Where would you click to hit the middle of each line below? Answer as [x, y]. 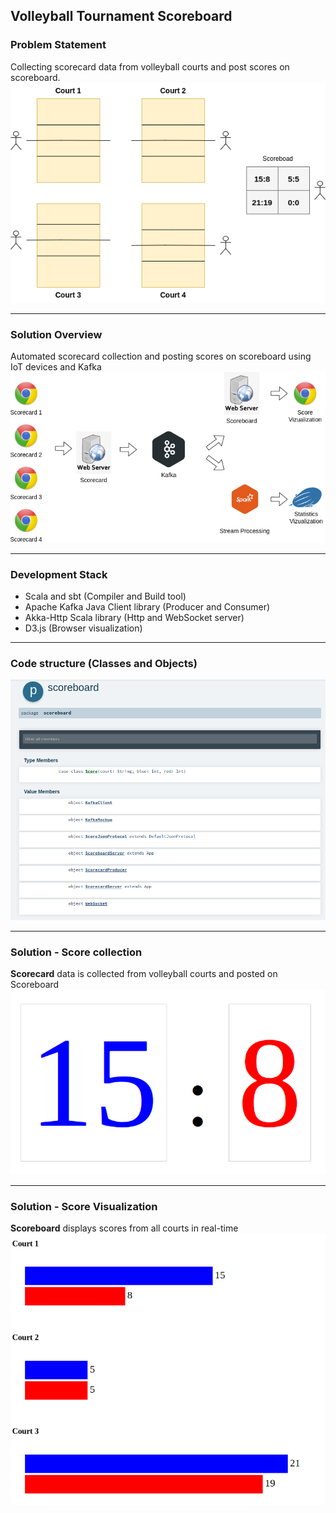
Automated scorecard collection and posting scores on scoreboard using [161, 356]
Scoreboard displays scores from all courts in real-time [124, 1228]
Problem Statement [58, 45]
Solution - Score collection [76, 952]
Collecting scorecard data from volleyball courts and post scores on [150, 66]
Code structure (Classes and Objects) [104, 664]
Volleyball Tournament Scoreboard [121, 16]
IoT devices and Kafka [56, 367]
